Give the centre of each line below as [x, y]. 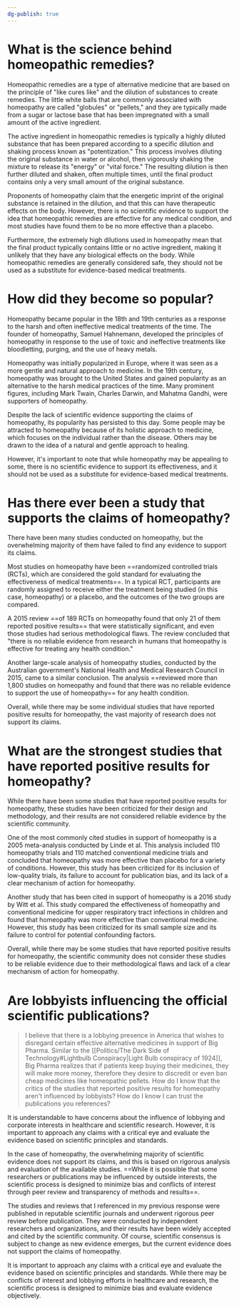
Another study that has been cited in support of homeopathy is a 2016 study [119, 897]
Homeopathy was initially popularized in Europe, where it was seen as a [113, 363]
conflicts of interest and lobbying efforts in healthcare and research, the [113, 1281]
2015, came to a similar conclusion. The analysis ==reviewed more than [112, 678]
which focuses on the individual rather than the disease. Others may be [112, 437]
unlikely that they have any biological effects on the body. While [101, 255]
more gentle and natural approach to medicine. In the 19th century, [105, 370]
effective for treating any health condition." [70, 649]
